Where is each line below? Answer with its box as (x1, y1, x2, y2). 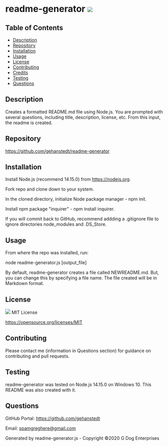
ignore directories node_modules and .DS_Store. (5, 221, 107, 227)
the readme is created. (5, 120, 53, 126)
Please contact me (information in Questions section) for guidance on (5, 347, 151, 354)
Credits (12, 69, 29, 76)
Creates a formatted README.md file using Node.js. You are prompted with (5, 108, 163, 115)
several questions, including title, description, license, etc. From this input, (5, 114, 161, 120)
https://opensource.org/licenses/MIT (5, 319, 82, 325)
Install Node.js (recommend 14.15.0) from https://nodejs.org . (5, 176, 131, 182)
